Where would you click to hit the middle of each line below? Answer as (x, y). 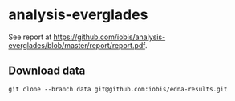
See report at (30, 37)
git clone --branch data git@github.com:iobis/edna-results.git (118, 89)
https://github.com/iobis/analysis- (109, 37)
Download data (47, 71)
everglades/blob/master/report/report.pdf (77, 45)
